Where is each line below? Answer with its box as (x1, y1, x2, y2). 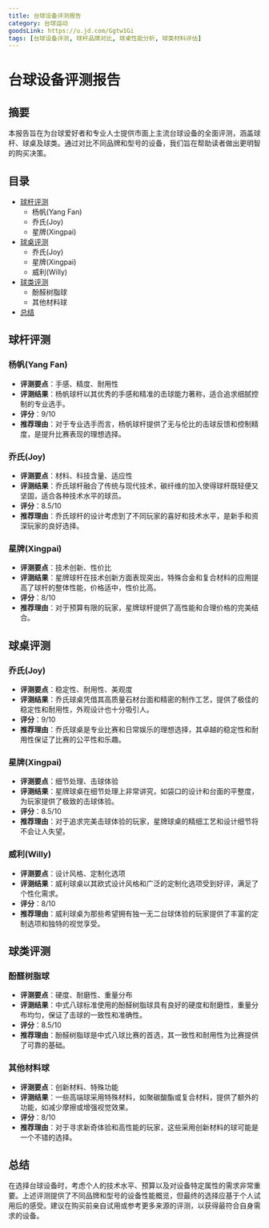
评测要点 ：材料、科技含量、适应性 (19, 471, 133, 481)
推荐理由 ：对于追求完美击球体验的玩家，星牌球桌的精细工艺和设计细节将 (19, 816, 259, 827)
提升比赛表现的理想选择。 (41, 429, 126, 438)
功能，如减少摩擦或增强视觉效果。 (19, 1102, 133, 1112)
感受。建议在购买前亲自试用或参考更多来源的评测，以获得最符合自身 (29, 1201, 254, 1210)
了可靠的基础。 (19, 1040, 70, 1050)
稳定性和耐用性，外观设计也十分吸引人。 (19, 705, 154, 714)
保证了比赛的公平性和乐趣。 (34, 735, 126, 745)
